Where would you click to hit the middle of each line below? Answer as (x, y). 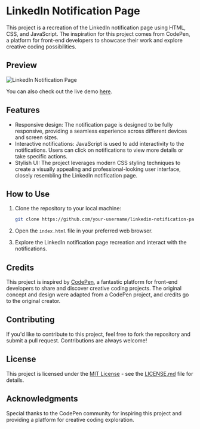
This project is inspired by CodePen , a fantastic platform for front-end (92, 282)
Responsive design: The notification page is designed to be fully (94, 124)
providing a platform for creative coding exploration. (70, 419)
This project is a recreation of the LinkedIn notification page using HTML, (96, 27)
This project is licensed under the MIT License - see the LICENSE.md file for (100, 373)
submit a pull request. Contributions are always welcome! (77, 340)
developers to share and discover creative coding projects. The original (94, 289)
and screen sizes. (36, 137)
